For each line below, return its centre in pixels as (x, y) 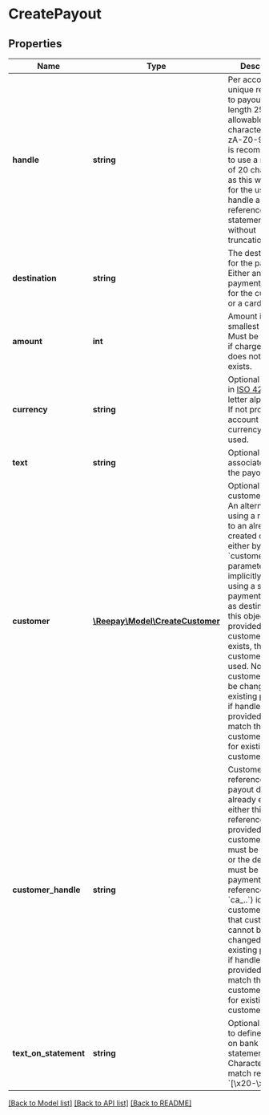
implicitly (245, 576)
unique (241, 89)
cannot (241, 930)
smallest (243, 326)
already (242, 799)
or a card (245, 303)
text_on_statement (49, 1053)
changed (245, 940)
